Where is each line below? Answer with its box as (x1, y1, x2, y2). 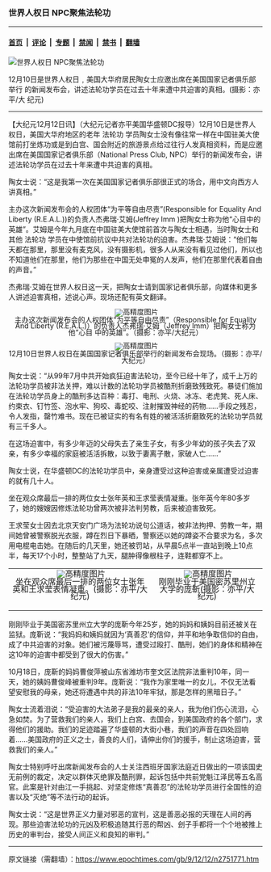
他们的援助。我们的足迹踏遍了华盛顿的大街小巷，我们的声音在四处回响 (15, 724, 248, 734)
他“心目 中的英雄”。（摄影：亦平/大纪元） (68, 327, 203, 337)
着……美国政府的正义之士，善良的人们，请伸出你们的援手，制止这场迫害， (8, 734, 254, 744)
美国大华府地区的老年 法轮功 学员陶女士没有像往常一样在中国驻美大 (29, 129, 252, 139)
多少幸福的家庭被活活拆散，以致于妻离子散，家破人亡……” (29, 449, 222, 458)
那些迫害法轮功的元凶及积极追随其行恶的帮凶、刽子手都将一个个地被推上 (22, 819, 263, 829)
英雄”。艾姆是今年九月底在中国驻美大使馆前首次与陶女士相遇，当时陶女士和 (8, 224, 260, 234)
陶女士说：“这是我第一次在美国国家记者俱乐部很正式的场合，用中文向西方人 (8, 176, 260, 187)
